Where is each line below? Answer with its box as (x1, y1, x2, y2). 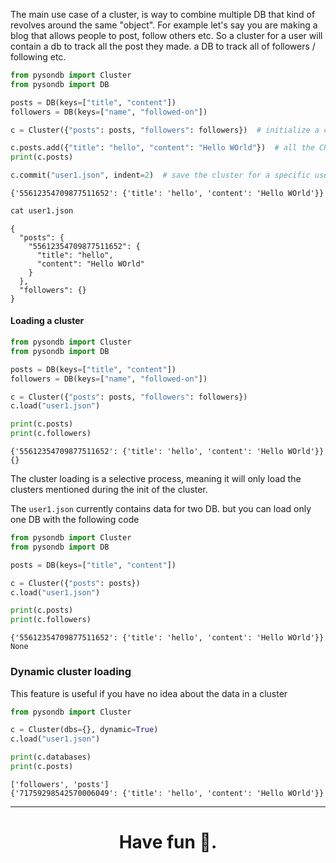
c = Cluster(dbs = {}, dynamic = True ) (10, 725, 159, 735)
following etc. (10, 51, 67, 63)
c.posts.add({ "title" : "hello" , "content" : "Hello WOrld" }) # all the (10, 143, 315, 153)
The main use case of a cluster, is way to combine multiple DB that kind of (10, 9, 316, 20)
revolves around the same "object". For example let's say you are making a (10, 19, 318, 31)
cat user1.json (10, 206, 74, 216)
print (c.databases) (10, 752, 92, 763)
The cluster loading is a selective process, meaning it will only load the (10, 473, 302, 485)
